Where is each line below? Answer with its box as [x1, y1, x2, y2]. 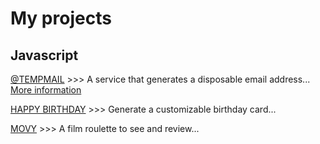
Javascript [10, 47, 79, 64]
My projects [10, 7, 112, 30]
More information [10, 84, 82, 96]
